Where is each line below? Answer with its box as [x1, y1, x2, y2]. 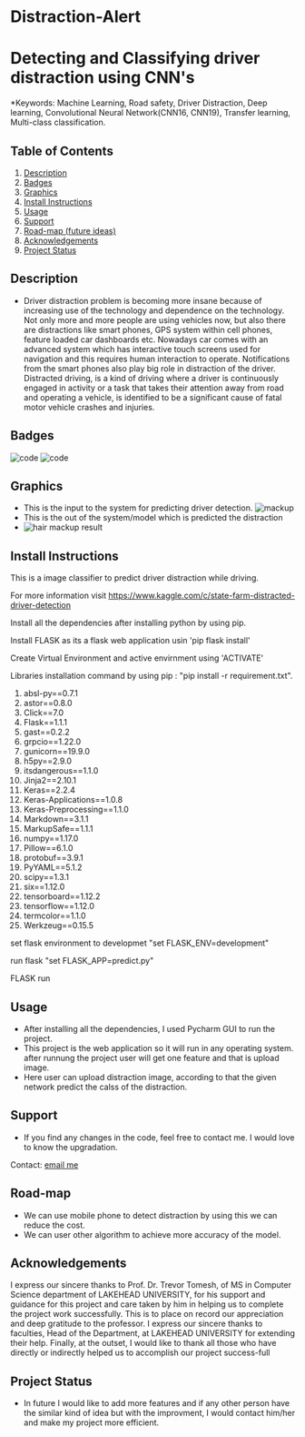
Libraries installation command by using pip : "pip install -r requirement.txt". [10, 671, 293, 682]
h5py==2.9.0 [23, 755, 72, 766]
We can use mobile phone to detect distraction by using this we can [23, 1209, 278, 1220]
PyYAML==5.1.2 [23, 862, 83, 873]
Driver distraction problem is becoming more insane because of [23, 295, 262, 306]
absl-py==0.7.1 [23, 688, 78, 699]
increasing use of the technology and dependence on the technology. [23, 305, 285, 316]
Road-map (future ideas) [23, 225, 116, 236]
